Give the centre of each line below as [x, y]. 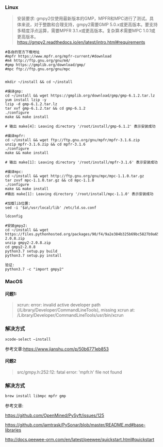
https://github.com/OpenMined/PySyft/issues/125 [55, 415]
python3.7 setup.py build [31, 252]
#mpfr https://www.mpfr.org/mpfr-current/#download [58, 57]
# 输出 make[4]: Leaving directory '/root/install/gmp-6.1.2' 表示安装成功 [81, 126]
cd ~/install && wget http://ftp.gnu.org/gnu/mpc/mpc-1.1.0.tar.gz [75, 176]
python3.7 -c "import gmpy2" [34, 270]
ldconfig [14, 216]
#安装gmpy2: [16, 226]
